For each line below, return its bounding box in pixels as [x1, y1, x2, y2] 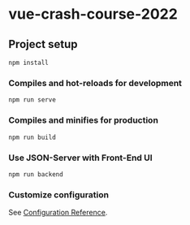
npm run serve [8, 96, 57, 104]
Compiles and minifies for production [8, 115, 158, 126]
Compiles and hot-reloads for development [8, 77, 183, 89]
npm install [8, 58, 49, 67]
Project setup [8, 37, 79, 51]
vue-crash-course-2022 [8, 5, 179, 24]
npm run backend [8, 170, 63, 179]
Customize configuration [8, 188, 110, 200]
